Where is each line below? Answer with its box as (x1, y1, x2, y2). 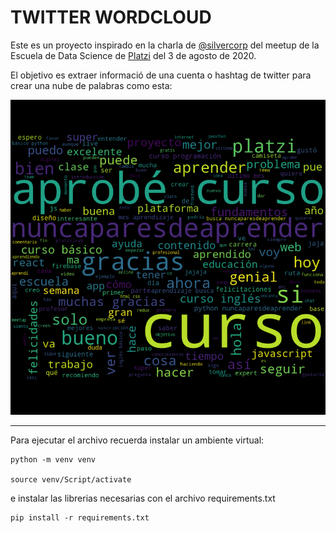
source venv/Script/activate (10, 474, 132, 485)
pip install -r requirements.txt (10, 512, 150, 523)
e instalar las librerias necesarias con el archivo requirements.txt (10, 492, 276, 504)
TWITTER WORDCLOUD (10, 6, 212, 29)
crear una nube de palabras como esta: (10, 79, 173, 91)
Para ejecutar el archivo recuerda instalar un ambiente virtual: (10, 434, 265, 446)
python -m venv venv (10, 454, 97, 465)
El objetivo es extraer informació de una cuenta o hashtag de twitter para (10, 69, 312, 81)
